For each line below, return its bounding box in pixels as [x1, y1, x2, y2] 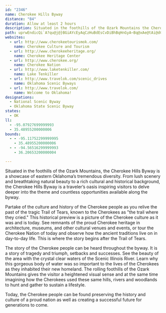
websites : [5, 35, 26, 40]
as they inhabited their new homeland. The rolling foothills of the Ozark [5, 266, 150, 272]
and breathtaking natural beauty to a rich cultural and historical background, [5, 178, 161, 184]
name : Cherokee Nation [14, 62, 61, 67]
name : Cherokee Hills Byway [5, 12, 63, 17]
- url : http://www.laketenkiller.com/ [9, 67, 90, 72]
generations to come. [5, 302, 48, 308]
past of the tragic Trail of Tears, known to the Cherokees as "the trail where [5, 209, 159, 215]
